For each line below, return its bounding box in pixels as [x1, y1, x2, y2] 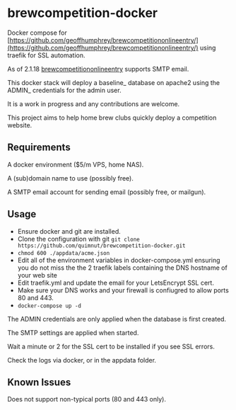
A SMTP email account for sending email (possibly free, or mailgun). [7, 188, 206, 196]
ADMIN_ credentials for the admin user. [7, 86, 122, 94]
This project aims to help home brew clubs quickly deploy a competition [7, 113, 217, 122]
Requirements [7, 142, 71, 154]
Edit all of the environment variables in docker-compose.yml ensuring [17, 256, 220, 264]
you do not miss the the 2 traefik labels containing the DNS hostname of [17, 263, 228, 272]
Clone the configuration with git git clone [17, 234, 140, 243]
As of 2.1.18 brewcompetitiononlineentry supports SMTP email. [7, 64, 189, 73]
